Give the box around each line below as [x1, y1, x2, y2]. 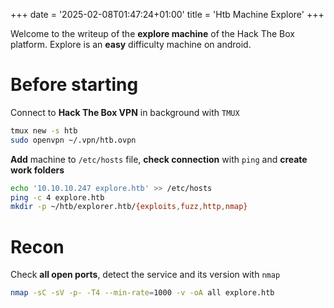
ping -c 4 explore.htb [10, 192, 105, 203]
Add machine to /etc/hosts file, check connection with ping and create [10, 153, 308, 165]
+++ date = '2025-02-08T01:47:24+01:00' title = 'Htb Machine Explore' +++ [10, 9, 325, 20]
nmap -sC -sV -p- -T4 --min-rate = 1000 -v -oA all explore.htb [10, 288, 275, 298]
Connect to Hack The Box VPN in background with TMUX [10, 106, 240, 118]
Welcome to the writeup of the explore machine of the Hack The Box [10, 28, 295, 39]
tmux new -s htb [10, 125, 78, 136]
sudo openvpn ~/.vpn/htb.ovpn [10, 135, 137, 145]
